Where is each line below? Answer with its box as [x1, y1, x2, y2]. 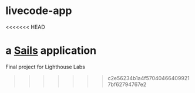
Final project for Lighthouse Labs [5, 63, 86, 70]
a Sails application [5, 44, 97, 57]
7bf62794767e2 [107, 81, 147, 88]
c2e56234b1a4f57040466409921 [107, 74, 190, 81]
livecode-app [5, 4, 72, 18]
